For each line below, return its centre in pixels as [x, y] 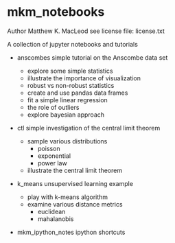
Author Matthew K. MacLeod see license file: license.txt [86, 31]
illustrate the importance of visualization [84, 78]
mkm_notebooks [56, 12]
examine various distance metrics [75, 204]
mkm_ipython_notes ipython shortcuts [71, 232]
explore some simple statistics [70, 71]
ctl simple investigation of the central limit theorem [89, 128]
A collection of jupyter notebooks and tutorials [73, 44]
